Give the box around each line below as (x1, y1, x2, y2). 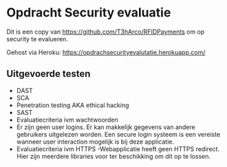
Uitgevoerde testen (6, 68, 91, 80)
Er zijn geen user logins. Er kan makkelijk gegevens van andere (16, 122, 195, 131)
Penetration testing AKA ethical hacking (16, 101, 129, 109)
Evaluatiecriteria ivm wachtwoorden (16, 115, 118, 124)
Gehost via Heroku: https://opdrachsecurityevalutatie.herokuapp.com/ (6, 48, 206, 56)
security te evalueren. (6, 34, 68, 43)
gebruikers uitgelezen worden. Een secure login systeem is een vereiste (16, 130, 221, 138)
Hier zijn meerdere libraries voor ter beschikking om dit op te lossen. (16, 152, 211, 160)
